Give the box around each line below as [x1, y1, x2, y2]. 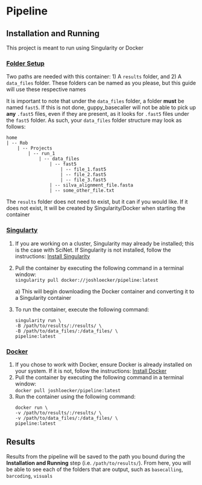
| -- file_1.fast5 [60, 166, 107, 173]
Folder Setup [6, 59, 45, 68]
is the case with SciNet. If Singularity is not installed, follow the [14, 246, 171, 253]
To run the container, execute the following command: [14, 306, 150, 313]
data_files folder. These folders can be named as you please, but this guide [6, 80, 196, 87]
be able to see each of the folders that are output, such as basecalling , [6, 466, 183, 473]
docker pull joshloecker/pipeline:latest [14, 387, 121, 393]
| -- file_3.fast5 [60, 177, 107, 183]
